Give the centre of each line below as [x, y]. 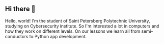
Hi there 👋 [20, 9]
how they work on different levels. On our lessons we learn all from [73, 31]
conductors [17, 36]
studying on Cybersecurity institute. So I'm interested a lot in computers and [82, 26]
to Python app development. [58, 36]
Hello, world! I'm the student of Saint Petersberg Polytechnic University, [78, 21]
